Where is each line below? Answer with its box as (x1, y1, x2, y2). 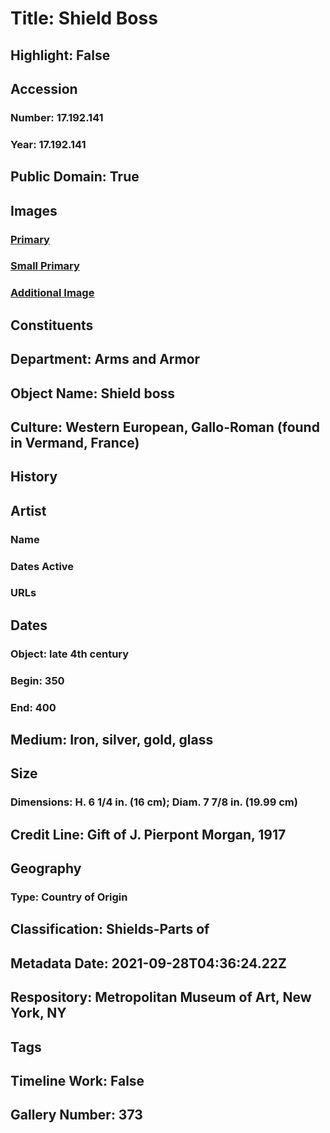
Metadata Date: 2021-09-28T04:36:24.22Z (10, 955, 288, 972)
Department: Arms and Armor (10, 351, 201, 368)
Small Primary (10, 259, 80, 273)
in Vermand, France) (10, 434, 140, 451)
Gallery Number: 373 (10, 1107, 143, 1124)
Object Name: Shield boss (10, 385, 176, 402)
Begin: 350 (10, 673, 65, 687)
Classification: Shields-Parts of (10, 921, 210, 938)
